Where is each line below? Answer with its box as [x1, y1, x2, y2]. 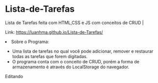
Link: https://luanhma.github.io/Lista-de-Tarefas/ [5, 29, 103, 35]
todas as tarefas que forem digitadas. [12, 53, 88, 59]
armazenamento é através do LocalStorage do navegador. [12, 64, 130, 70]
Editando [5, 73, 23, 79]
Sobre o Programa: [11, 38, 49, 45]
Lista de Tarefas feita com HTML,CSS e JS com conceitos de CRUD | [5, 20, 144, 26]
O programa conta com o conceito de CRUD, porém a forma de [12, 58, 139, 64]
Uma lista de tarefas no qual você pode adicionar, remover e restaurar [12, 48, 154, 54]
